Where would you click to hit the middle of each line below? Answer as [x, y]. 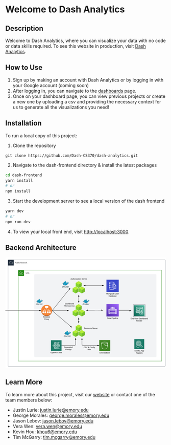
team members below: [29, 400]
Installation [23, 123]
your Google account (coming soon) [51, 85]
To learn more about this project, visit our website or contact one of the [80, 394]
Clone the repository [34, 145]
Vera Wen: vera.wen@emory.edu [47, 426]
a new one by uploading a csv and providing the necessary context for [87, 101]
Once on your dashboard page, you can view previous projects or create [89, 96]
